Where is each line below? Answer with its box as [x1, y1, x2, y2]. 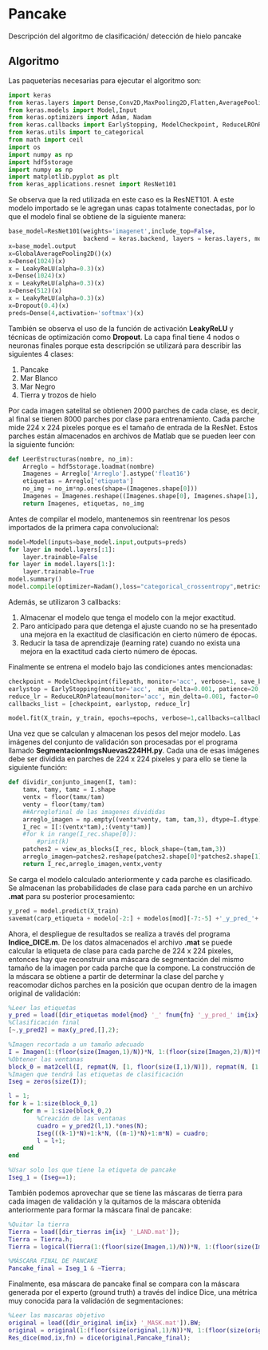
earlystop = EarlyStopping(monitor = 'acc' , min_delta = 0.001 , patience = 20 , [8, 685, 262, 693]
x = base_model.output [8, 242, 77, 250]
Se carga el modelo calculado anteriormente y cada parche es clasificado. [8, 874, 253, 884]
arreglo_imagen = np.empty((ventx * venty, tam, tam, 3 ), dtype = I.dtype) [22, 815, 262, 824]
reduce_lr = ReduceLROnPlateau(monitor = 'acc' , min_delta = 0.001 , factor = [8, 693, 255, 701]
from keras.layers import [8, 98, 94, 106]
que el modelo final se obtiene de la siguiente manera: [8, 212, 187, 222]
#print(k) [37, 837, 69, 846]
